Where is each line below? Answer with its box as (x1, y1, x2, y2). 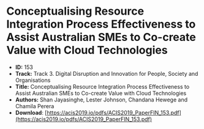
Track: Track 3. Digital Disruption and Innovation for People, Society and (15, 70, 198, 77)
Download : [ (15, 109, 47, 116)
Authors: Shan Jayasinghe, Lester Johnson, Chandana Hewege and (15, 96, 188, 103)
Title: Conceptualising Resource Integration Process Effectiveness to (15, 83, 190, 90)
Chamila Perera (15, 102, 55, 109)
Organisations (15, 76, 51, 84)
